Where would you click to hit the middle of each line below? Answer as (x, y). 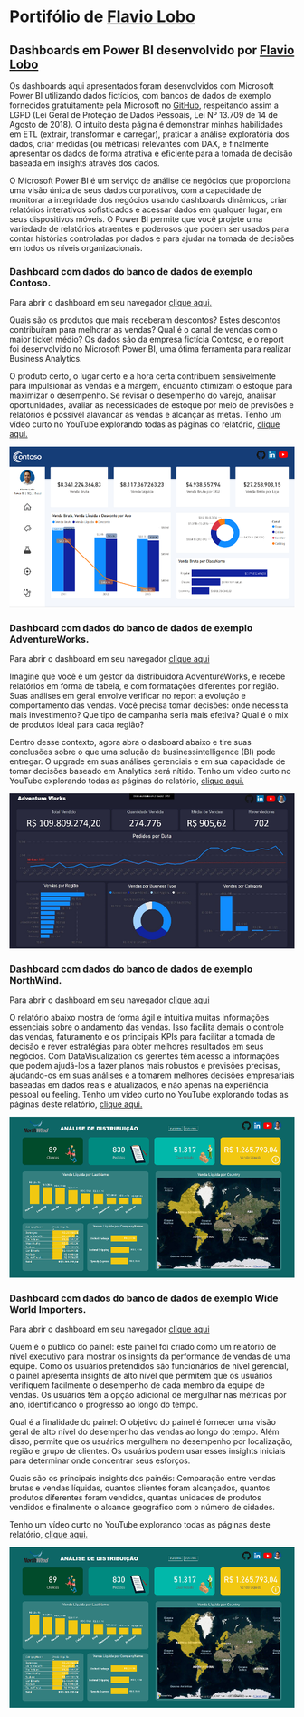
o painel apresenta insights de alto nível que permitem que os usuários (141, 1376)
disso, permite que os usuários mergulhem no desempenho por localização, (151, 1441)
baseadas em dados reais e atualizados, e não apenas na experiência (139, 1085)
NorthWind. (36, 981)
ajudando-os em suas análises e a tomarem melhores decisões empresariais (152, 1075)
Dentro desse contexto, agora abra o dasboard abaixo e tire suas (130, 742)
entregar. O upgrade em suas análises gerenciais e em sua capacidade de (147, 761)
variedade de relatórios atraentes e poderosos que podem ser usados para (149, 229)
